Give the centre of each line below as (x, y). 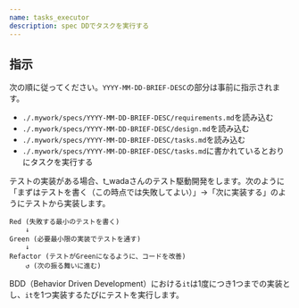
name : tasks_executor (50, 17)
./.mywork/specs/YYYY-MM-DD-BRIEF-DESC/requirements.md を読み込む (148, 118)
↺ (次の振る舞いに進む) (63, 266)
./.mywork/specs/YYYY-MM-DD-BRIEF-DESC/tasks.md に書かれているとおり (153, 151)
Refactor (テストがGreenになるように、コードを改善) (98, 257)
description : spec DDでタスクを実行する (79, 26)
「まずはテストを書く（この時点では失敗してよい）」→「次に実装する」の (144, 192)
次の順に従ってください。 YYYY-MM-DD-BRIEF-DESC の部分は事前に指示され (141, 87)
